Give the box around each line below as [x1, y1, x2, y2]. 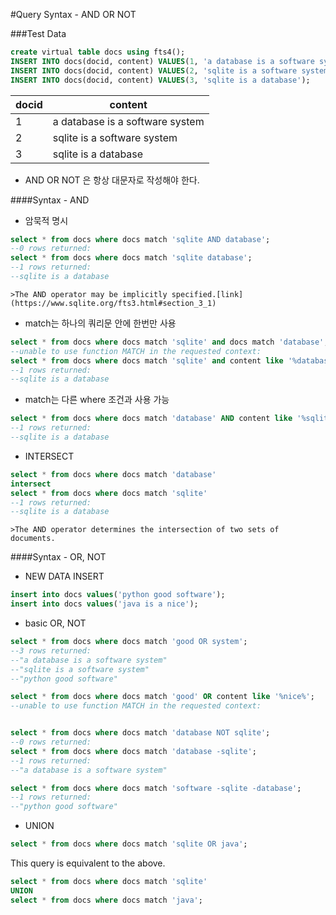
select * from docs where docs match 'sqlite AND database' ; [10, 234, 271, 244]
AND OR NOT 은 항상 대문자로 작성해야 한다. [24, 174, 200, 186]
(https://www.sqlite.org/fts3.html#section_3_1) [10, 298, 217, 308]
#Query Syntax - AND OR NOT [10, 9, 137, 20]
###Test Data [10, 28, 67, 39]
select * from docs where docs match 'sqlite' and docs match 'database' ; [10, 337, 329, 347]
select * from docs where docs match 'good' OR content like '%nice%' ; [10, 692, 315, 702]
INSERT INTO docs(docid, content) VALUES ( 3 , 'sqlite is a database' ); [10, 75, 311, 85]
